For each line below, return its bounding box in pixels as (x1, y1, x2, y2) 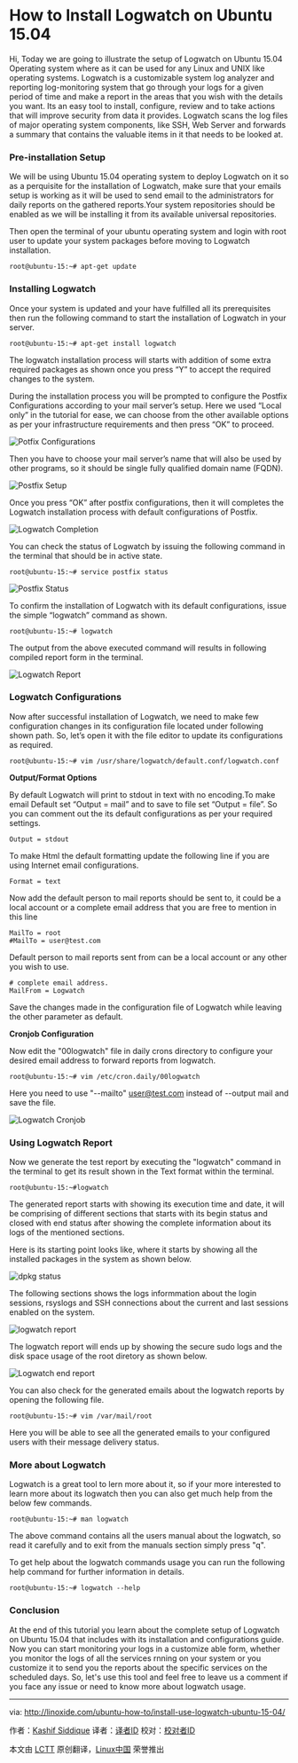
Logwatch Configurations (9, 691, 122, 704)
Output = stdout (9, 835, 69, 844)
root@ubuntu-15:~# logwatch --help (9, 1584, 141, 1593)
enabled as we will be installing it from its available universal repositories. (9, 209, 277, 220)
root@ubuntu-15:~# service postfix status (9, 567, 169, 577)
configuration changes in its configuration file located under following (9, 720, 264, 731)
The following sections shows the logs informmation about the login (9, 1288, 257, 1299)
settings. (9, 817, 42, 828)
